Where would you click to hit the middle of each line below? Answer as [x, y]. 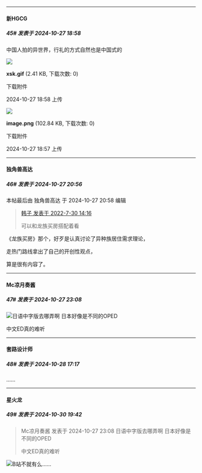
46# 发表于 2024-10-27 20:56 [44, 184]
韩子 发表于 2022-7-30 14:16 [56, 213]
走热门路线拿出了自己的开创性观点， [51, 252]
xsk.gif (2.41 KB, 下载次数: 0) [42, 73]
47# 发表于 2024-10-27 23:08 [44, 300]
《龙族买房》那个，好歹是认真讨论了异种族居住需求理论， [77, 239]
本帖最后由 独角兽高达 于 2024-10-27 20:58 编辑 [66, 200]
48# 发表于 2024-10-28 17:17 [43, 364]
